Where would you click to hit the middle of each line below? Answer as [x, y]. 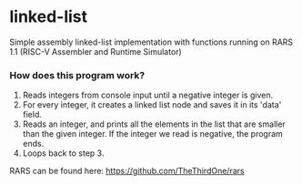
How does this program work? [77, 75]
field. [32, 115]
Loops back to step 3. [63, 153]
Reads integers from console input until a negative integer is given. [148, 95]
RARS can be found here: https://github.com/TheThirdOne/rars [127, 171]
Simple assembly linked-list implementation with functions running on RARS [151, 42]
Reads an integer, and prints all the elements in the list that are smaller [154, 124]
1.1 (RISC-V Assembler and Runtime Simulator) [96, 51]
